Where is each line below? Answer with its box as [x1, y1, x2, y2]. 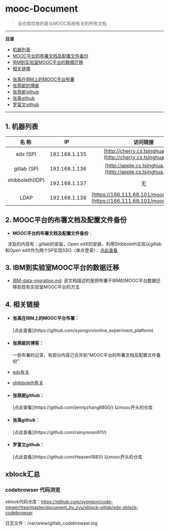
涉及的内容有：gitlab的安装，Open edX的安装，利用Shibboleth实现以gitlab [7, 241, 162, 247]
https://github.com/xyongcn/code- [41, 499, 113, 505]
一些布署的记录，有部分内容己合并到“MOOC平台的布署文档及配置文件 [12, 352, 157, 358]
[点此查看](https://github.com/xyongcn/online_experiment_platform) [12, 327, 154, 333]
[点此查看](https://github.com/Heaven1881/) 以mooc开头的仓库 [12, 454, 142, 460]
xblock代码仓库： [5, 499, 41, 505]
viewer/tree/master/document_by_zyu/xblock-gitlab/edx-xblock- [5, 504, 139, 510]
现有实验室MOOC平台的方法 [21, 284, 80, 290]
